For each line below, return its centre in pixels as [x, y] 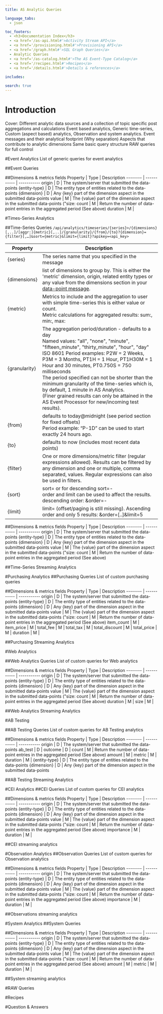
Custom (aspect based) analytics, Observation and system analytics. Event [80, 134]
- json [16, 23]
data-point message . [66, 288]
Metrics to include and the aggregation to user [95, 296]
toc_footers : [18, 32]
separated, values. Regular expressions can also [97, 474]
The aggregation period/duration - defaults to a [96, 328]
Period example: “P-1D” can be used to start [93, 428]
